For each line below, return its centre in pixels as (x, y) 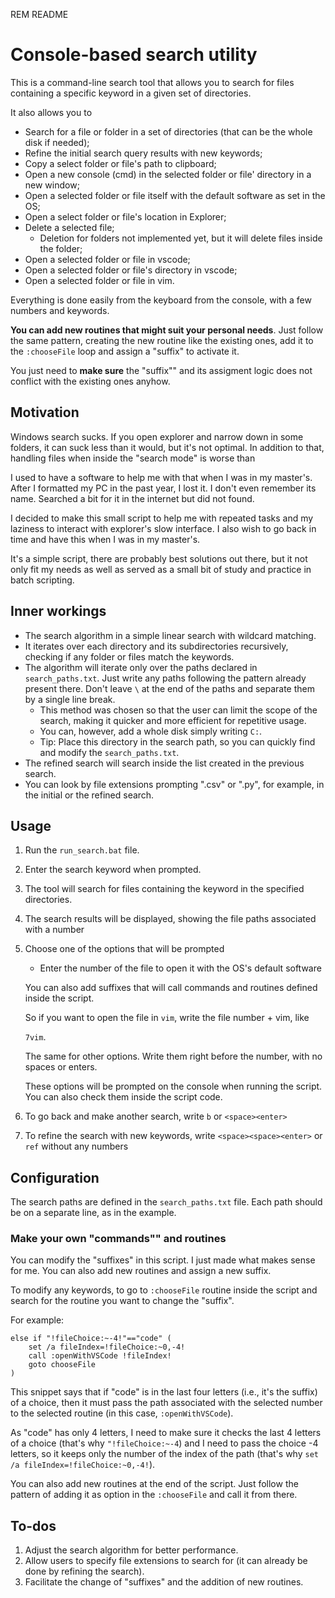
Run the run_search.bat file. (82, 850)
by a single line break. (70, 699)
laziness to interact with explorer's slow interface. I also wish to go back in (163, 528)
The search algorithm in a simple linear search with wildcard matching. (170, 635)
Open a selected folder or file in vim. (99, 280)
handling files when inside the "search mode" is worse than (133, 458)
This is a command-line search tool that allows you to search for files (152, 82)
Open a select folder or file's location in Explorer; (125, 216)
